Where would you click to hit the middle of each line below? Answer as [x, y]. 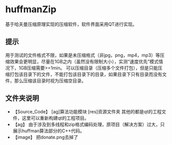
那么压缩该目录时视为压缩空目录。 [50, 81]
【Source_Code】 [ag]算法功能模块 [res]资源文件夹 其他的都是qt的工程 [87, 111]
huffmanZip [31, 9]
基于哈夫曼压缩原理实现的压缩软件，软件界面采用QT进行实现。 [71, 24]
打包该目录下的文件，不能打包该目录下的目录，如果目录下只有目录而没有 [86, 74]
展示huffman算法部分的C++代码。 [49, 131]
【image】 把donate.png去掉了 [45, 137]
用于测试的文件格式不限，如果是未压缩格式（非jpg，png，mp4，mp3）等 [83, 55]
